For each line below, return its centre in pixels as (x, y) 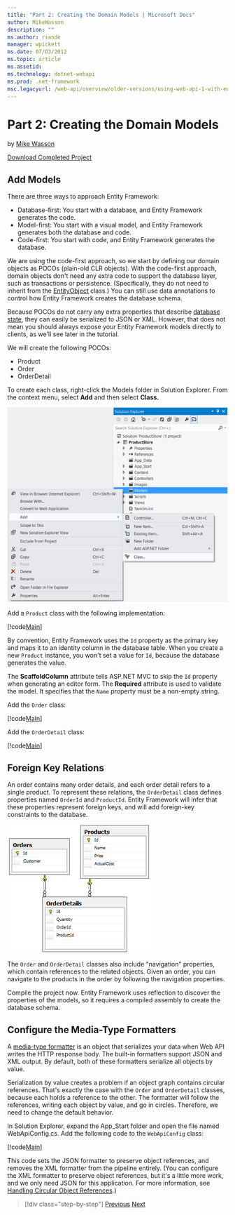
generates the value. (37, 663)
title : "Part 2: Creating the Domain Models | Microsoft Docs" (101, 15)
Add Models (34, 179)
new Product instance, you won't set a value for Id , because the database (113, 656)
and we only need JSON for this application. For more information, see (109, 1183)
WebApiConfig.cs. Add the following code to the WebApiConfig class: (106, 1134)
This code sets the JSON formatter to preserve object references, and (108, 1161)
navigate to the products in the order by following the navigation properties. (116, 979)
